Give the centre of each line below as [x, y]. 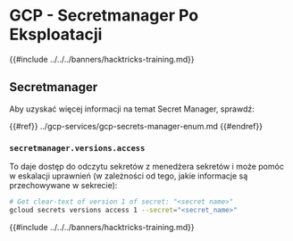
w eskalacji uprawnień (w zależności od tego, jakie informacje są [129, 176]
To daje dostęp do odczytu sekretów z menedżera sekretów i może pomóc [146, 167]
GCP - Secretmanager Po [104, 16]
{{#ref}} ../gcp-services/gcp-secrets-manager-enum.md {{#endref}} [136, 126]
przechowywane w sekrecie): [63, 186]
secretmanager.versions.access [77, 148]
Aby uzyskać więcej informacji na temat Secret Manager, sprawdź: [132, 109]
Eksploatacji [56, 34]
